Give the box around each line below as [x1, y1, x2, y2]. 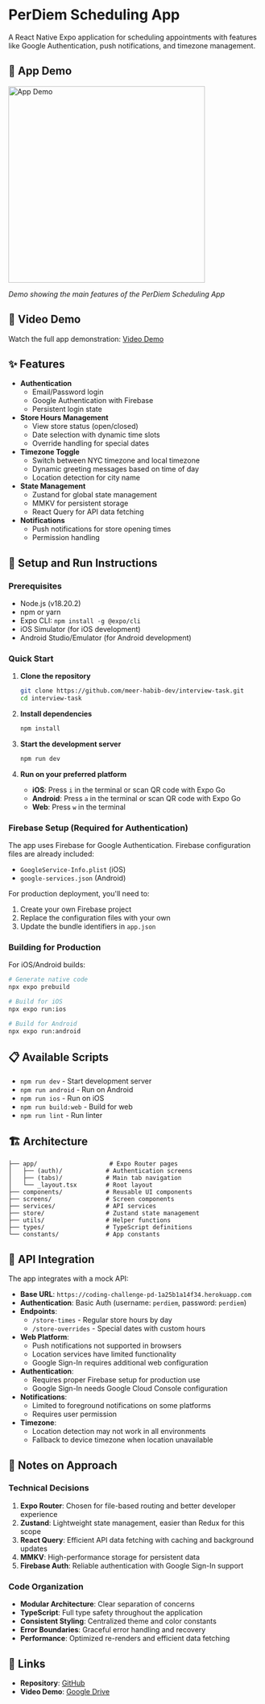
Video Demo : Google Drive [19, 1686, 110, 1696]
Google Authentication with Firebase [31, 396, 154, 405]
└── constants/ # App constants [8, 1231, 160, 1239]
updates [19, 1544, 48, 1553]
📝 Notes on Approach [8, 1458, 118, 1472]
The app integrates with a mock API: [8, 1274, 129, 1283]
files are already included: [8, 849, 95, 859]
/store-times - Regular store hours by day [31, 1315, 173, 1325]
